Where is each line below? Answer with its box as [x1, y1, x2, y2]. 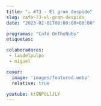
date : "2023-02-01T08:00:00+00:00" [6, 20, 96, 26]
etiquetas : [6, 37, 34, 43]
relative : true [11, 80, 50, 86]
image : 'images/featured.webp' [11, 74, 90, 81]
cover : [6, 69, 23, 75]
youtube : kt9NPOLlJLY [6, 91, 61, 97]
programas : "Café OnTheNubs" [6, 31, 79, 37]
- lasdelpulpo [8, 53, 44, 59]
